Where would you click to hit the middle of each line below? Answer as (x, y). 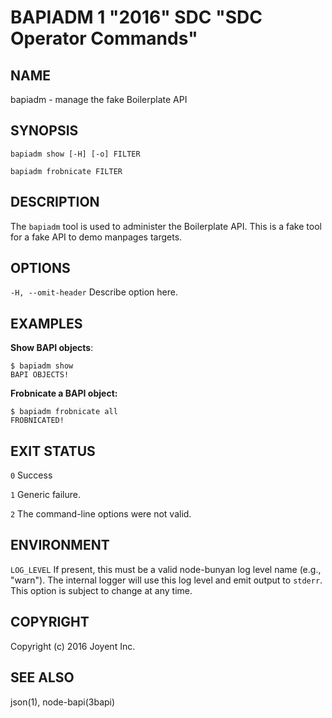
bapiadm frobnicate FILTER (66, 171)
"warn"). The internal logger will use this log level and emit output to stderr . (166, 580)
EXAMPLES (46, 323)
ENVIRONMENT (60, 545)
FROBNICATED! (37, 421)
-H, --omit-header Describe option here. (94, 292)
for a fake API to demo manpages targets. (96, 237)
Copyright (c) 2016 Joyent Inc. (73, 646)
